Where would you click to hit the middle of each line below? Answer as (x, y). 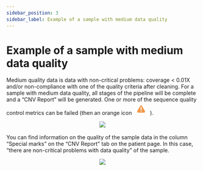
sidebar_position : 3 (33, 13)
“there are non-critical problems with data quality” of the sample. (88, 150)
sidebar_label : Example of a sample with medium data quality (87, 19)
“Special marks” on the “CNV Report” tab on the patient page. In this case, (100, 144)
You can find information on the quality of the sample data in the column (97, 137)
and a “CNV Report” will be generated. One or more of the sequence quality (101, 100)
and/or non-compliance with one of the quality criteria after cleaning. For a (100, 87)
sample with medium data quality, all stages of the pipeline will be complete (101, 93)
